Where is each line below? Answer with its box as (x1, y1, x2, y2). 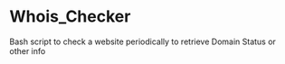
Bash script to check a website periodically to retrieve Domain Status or (9, 36, 276, 47)
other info (9, 45, 46, 56)
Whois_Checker (9, 6, 131, 27)
